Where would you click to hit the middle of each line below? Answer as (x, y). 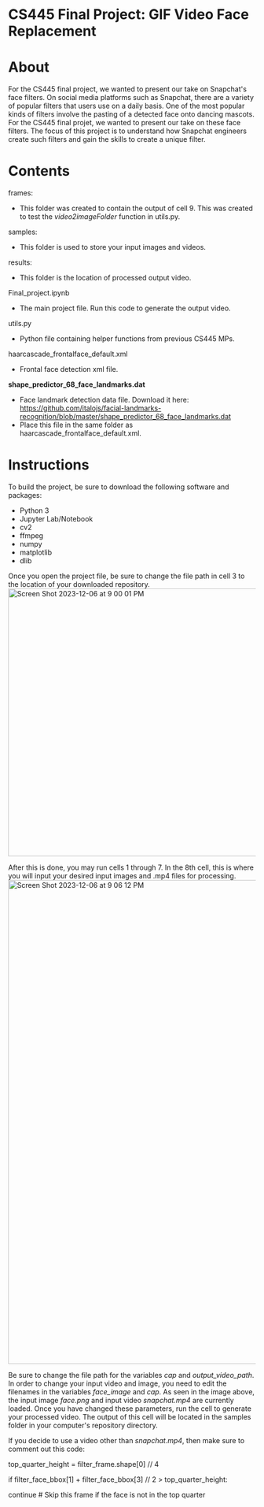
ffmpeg (31, 536)
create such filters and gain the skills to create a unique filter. (107, 139)
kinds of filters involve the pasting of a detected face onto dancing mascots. (132, 114)
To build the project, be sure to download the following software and (119, 487)
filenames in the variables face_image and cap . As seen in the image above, (132, 1392)
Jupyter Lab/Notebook (56, 519)
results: (20, 262)
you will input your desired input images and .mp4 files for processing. (122, 876)
